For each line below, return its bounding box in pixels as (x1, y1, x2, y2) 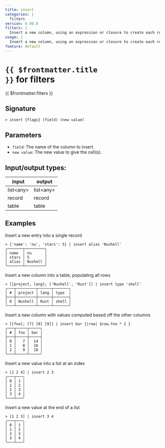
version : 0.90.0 (5, 21, 38, 26)
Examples (5, 219, 36, 227)
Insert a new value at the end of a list (5, 404, 80, 410)
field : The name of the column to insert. (12, 144, 95, 150)
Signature (5, 104, 36, 112)
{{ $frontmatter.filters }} (5, 90, 53, 96)
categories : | (5, 12, 34, 17)
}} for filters (5, 74, 55, 85)
